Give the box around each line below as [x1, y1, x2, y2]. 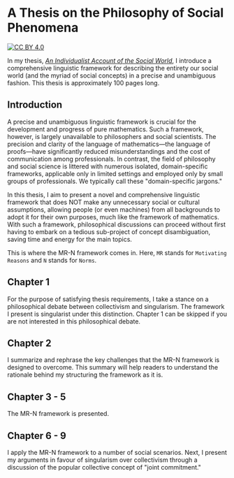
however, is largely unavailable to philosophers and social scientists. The [7, 132, 217, 140]
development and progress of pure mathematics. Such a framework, [7, 124, 204, 133]
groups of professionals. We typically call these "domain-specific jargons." [7, 177, 222, 185]
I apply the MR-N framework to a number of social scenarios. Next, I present [7, 449, 227, 456]
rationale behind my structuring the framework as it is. [7, 370, 163, 379]
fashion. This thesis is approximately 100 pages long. [7, 78, 160, 87]
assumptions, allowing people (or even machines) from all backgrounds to [7, 205, 221, 214]
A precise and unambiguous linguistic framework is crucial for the [7, 117, 197, 126]
